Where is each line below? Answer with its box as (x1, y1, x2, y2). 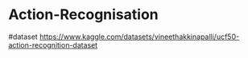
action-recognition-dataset (8, 40, 98, 49)
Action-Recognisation (8, 6, 159, 24)
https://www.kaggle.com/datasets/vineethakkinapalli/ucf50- (39, 32, 240, 41)
